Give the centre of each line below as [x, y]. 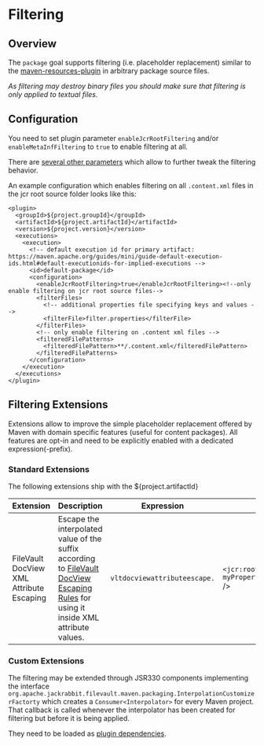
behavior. [23, 170]
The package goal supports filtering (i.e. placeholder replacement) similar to [130, 62]
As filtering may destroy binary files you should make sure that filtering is [127, 86]
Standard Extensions [49, 469]
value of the [80, 539]
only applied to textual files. [53, 95]
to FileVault [79, 568]
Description [80, 506]
